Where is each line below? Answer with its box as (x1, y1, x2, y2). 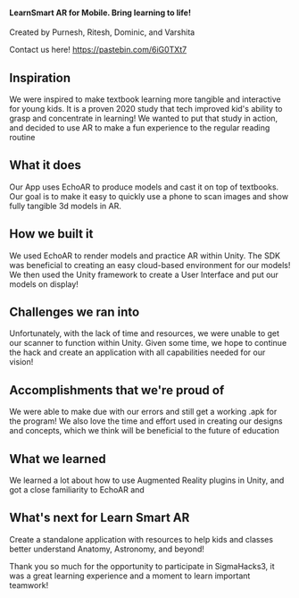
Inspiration (9, 70, 71, 85)
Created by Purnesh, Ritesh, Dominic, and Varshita (9, 27, 195, 38)
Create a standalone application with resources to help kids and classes (9, 534, 274, 544)
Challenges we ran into (9, 305, 140, 320)
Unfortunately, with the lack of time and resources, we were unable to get (9, 328, 279, 339)
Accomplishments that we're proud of (9, 383, 225, 398)
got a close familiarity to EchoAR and (9, 484, 145, 495)
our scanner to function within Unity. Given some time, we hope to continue (9, 338, 287, 349)
